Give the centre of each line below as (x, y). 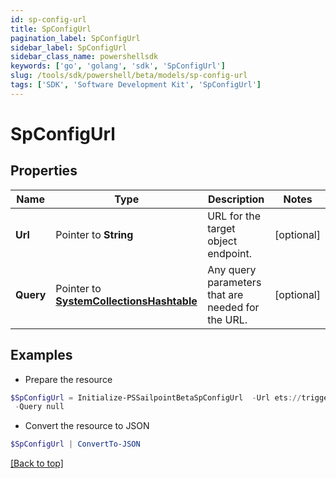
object (222, 241)
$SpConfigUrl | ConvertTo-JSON (75, 444)
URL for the (234, 216)
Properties (44, 171)
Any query (232, 269)
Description (236, 199)
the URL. (227, 319)
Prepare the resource (68, 379)
